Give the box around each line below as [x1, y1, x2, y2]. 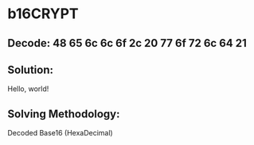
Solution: [7, 63, 53, 76]
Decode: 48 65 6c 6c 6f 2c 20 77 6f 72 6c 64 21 [7, 36, 248, 50]
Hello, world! [7, 84, 49, 93]
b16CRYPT [7, 5, 79, 23]
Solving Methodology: [7, 107, 120, 120]
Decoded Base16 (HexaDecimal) [7, 128, 113, 138]
